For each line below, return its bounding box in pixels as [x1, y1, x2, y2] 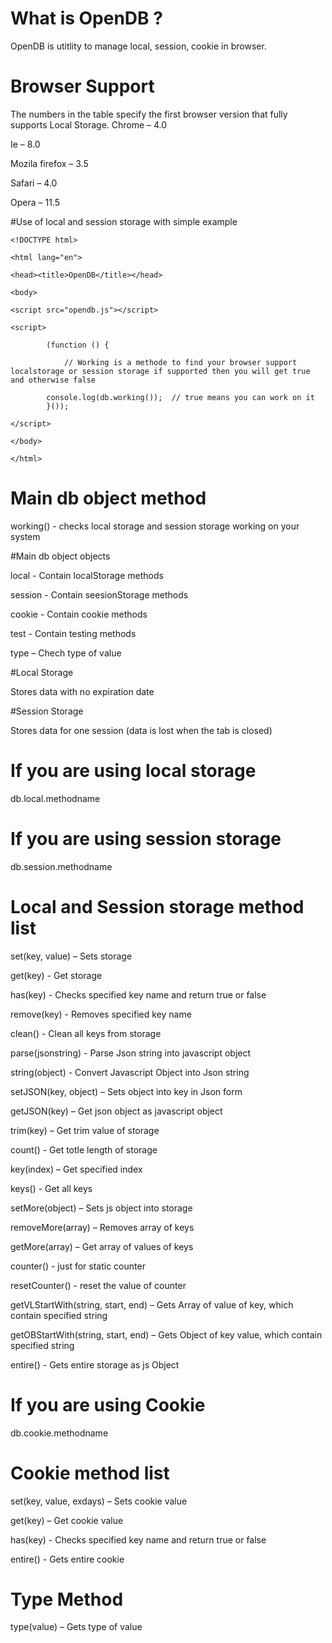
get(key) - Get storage [10, 969, 103, 981]
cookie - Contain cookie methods [10, 608, 148, 620]
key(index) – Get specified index [10, 1163, 143, 1175]
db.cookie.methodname [10, 1427, 109, 1439]
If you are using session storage [10, 827, 282, 850]
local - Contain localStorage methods [10, 569, 164, 581]
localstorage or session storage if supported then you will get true [10, 366, 311, 376]
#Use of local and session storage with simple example [10, 215, 238, 227]
